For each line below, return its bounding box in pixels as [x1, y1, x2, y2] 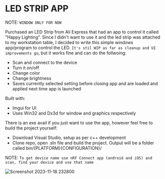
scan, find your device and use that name [5, 160, 94, 165]
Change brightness [12, 75, 52, 81]
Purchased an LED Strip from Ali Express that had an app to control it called [5, 29, 159, 35]
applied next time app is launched [12, 86, 82, 91]
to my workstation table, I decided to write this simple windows [5, 39, 133, 45]
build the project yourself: [5, 125, 58, 131]
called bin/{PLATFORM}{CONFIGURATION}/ [12, 145, 102, 151]
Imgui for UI [12, 105, 37, 111]
